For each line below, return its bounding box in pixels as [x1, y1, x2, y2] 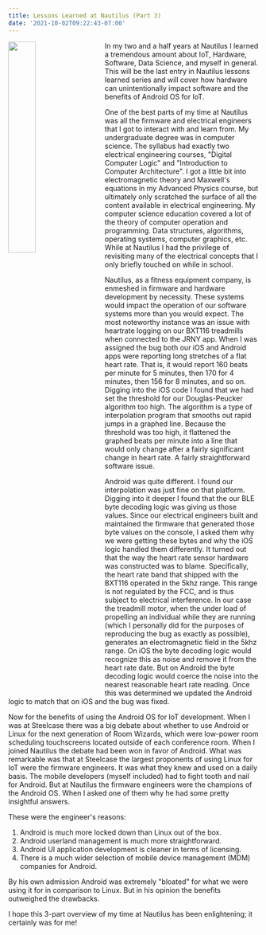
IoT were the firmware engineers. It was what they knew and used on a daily [8, 762, 258, 773]
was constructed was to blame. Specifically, [104, 561, 249, 570]
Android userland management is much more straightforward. [19, 835, 222, 845]
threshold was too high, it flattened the [104, 427, 232, 436]
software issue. [104, 461, 155, 471]
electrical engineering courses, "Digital [104, 149, 233, 159]
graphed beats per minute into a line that [104, 436, 238, 445]
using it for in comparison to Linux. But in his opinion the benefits [8, 885, 221, 894]
